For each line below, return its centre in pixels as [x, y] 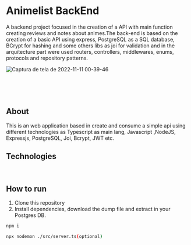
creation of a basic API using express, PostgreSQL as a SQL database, [90, 39]
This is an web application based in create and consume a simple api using [96, 125]
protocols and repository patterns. [47, 58]
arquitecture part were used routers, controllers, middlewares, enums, [90, 51]
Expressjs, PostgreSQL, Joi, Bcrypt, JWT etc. [60, 138]
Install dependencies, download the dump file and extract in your [92, 209]
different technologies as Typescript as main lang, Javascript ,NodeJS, [91, 132]
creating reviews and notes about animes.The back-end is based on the [92, 33]
